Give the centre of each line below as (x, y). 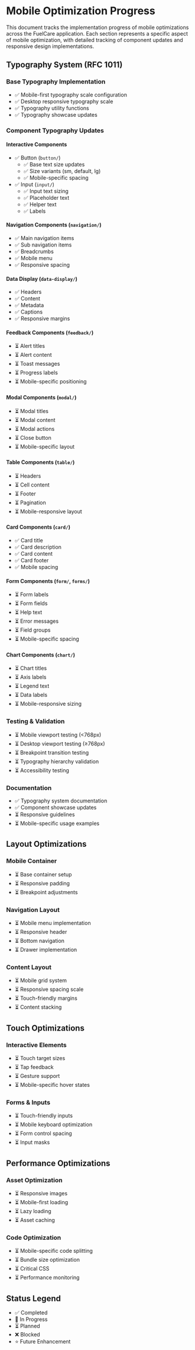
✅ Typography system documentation (61, 801)
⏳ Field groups (32, 630)
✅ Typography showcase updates (56, 114)
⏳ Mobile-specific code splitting (54, 1251)
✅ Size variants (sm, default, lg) (62, 171)
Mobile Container (32, 861)
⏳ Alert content (33, 355)
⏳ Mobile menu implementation (53, 923)
